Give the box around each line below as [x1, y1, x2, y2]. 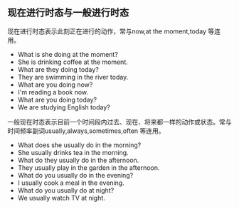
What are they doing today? [17, 65, 100, 73]
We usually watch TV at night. [17, 193, 105, 202]
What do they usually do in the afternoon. [17, 156, 139, 164]
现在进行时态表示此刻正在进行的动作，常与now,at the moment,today [7, 27, 207, 36]
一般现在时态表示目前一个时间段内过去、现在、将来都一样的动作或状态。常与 [7, 117, 232, 126]
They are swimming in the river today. [17, 73, 129, 81]
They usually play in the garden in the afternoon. [17, 163, 160, 172]
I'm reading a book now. [17, 87, 89, 96]
